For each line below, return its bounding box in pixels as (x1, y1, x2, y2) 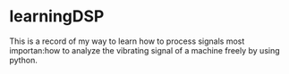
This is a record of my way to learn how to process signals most (9, 36, 245, 46)
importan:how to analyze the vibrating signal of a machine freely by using (9, 45, 280, 55)
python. (9, 54, 38, 65)
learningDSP (9, 6, 105, 27)
